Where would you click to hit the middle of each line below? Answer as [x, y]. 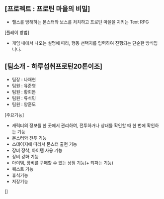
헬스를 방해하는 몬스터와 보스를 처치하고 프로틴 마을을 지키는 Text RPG [80, 22]
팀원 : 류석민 [24, 98]
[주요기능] [14, 115]
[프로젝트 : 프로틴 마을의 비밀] [47, 9]
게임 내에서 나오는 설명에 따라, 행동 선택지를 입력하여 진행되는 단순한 [78, 43]
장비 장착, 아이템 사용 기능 [37, 150]
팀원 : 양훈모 [24, 104]
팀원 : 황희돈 [24, 92]
